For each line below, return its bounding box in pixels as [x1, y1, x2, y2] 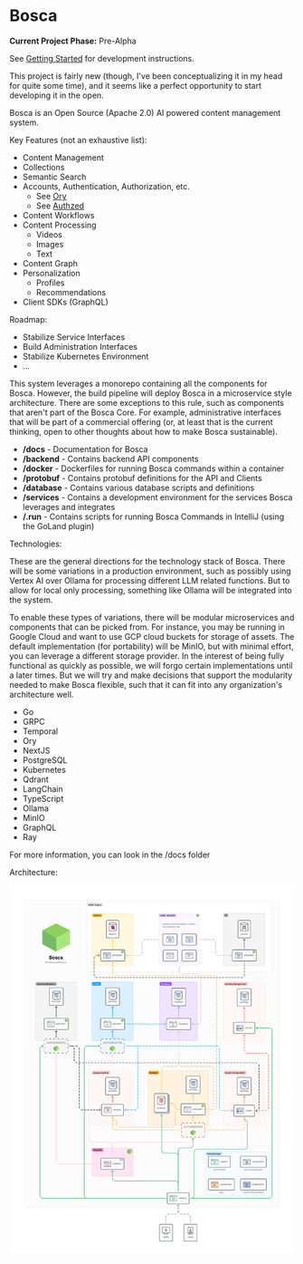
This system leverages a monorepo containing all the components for [9, 378, 269, 389]
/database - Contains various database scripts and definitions [22, 482, 255, 493]
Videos [35, 228, 63, 240]
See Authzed [35, 200, 84, 211]
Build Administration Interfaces [22, 341, 138, 352]
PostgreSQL [22, 754, 68, 766]
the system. [9, 594, 53, 605]
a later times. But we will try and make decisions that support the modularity [9, 670, 293, 680]
